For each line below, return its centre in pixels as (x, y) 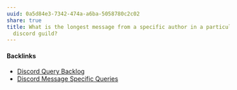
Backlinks (22, 56)
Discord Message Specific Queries (67, 79)
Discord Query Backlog (51, 72)
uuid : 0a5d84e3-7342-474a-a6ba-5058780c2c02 (73, 14)
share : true (24, 20)
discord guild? (35, 33)
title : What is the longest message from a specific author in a (105, 27)
